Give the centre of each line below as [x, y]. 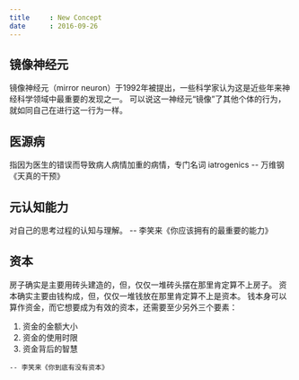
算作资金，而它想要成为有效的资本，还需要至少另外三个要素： [123, 307]
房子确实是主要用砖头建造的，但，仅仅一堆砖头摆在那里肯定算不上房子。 [143, 285]
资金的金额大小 [50, 326]
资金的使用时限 [50, 337]
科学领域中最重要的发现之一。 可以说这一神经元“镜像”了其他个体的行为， [151, 99]
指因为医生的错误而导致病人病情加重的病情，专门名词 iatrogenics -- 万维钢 [147, 165]
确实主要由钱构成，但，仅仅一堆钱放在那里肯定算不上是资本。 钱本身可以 [152, 296]
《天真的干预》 [37, 176]
